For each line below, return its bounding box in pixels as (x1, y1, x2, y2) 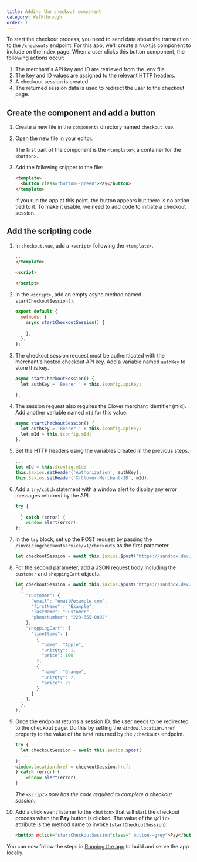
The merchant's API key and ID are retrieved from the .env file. (15, 66, 167, 73)
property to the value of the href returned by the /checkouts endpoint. (15, 730, 185, 737)
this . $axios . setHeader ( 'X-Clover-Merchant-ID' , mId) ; (15, 475, 150, 481)
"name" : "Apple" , (41, 642, 84, 647)
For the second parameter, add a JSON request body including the (15, 564, 176, 571)
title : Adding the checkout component (6, 8, 101, 15)
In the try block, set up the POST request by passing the (15, 536, 152, 543)
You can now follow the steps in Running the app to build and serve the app (6, 843, 189, 850)
